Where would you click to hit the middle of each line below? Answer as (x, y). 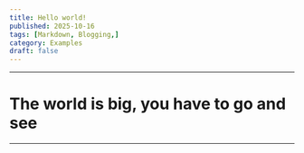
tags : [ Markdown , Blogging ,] (64, 34)
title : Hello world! (48, 18)
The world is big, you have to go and (148, 104)
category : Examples (46, 43)
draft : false (34, 51)
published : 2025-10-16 (52, 26)
